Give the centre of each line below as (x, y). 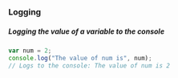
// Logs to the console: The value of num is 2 (89, 66)
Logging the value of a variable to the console (87, 31)
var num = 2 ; (30, 51)
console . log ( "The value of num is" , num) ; (80, 58)
